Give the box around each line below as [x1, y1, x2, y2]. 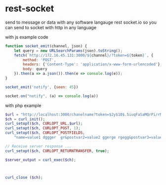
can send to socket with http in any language [5, 24, 97, 30]
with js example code [5, 34, 48, 40]
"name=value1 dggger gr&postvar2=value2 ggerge [14, 135, 116, 140]
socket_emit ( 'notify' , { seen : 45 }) [5, 84, 79, 89]
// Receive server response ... [5, 144, 72, 148]
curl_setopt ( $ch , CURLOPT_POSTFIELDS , [5, 130, 85, 136]
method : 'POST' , [23, 57, 56, 62]
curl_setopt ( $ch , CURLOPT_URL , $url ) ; [5, 121, 83, 126]
